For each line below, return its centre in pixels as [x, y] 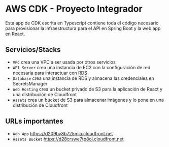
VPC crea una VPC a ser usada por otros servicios [64, 62]
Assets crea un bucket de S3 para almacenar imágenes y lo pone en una [88, 100]
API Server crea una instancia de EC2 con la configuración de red [81, 67]
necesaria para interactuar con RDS [50, 73]
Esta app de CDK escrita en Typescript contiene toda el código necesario [82, 23]
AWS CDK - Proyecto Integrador [74, 9]
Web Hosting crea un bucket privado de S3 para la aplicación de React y [88, 89]
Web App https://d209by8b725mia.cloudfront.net [63, 133]
